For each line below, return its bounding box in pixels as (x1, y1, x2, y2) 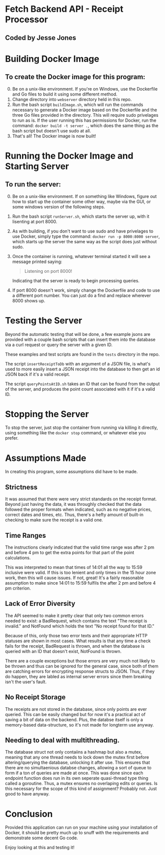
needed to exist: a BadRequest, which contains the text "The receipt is (5, 618, 147, 624)
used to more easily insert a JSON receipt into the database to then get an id (5, 366, 160, 372)
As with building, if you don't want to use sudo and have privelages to (12, 228, 154, 234)
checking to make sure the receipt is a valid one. (5, 517, 103, 523)
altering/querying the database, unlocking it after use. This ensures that (5, 759, 150, 765)
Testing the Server (5, 315, 82, 326)
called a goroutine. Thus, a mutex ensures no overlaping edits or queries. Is (5, 781, 158, 787)
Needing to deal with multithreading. (5, 736, 120, 745)
